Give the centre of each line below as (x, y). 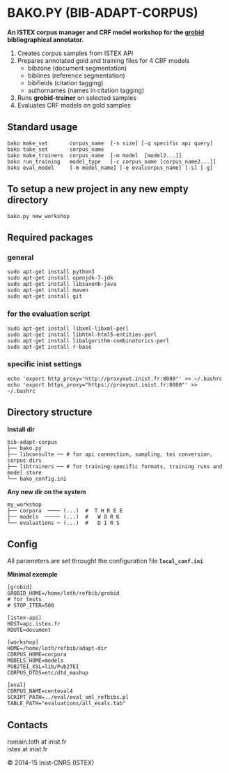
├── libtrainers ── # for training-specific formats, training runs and (115, 466)
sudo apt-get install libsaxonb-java (62, 284)
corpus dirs (24, 460)
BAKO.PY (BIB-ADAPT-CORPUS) (103, 13)
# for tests (24, 600)
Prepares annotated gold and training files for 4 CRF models (103, 60)
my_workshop (24, 505)
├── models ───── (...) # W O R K (63, 516)
